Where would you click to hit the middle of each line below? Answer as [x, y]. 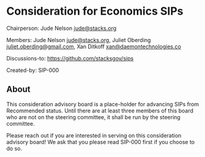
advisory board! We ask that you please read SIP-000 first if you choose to [100, 142]
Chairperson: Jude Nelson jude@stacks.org [61, 28]
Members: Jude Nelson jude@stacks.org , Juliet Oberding [79, 40]
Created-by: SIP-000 [33, 70]
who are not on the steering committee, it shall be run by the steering [93, 117]
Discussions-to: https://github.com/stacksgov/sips [70, 58]
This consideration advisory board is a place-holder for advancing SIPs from [103, 104]
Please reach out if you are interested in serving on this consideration [94, 135]
